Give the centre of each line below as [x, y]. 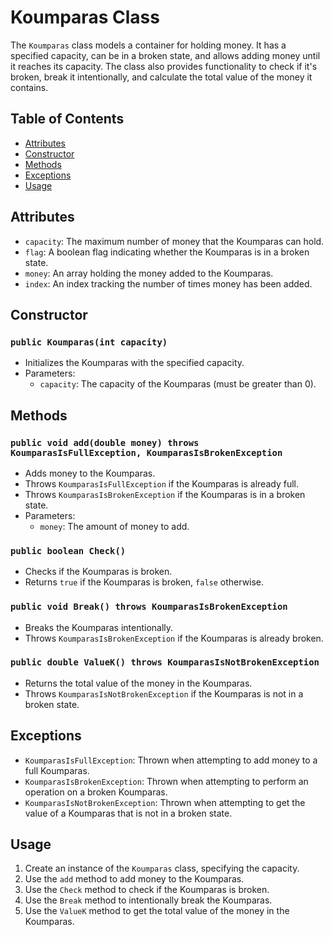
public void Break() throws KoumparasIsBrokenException [149, 607]
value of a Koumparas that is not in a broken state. [128, 813]
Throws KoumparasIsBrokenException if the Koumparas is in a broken [165, 494]
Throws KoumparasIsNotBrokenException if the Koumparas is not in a [164, 693]
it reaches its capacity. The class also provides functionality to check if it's [164, 66]
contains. [29, 87]
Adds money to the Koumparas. [90, 473]
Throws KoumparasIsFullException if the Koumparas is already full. [162, 483]
